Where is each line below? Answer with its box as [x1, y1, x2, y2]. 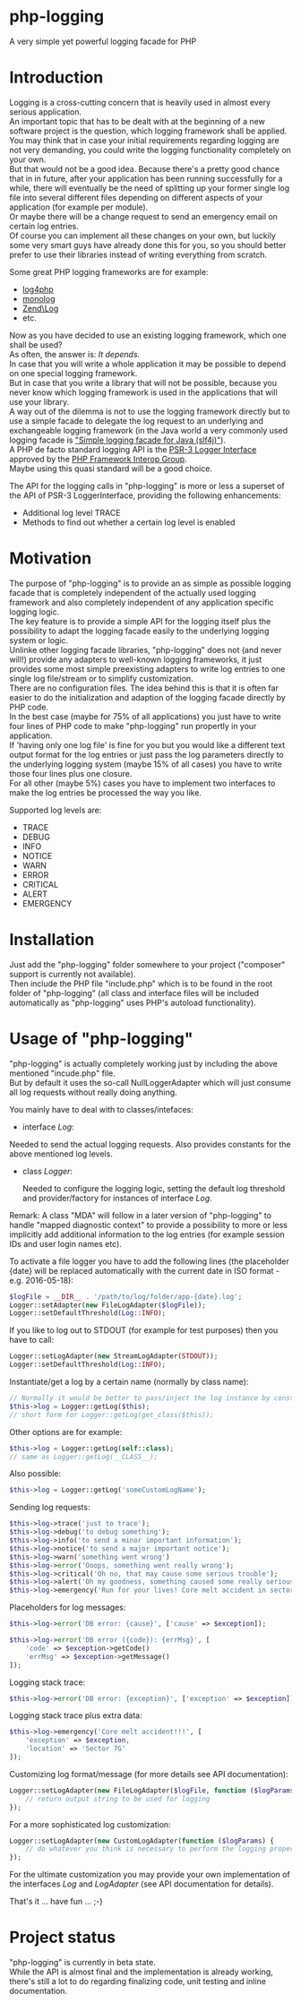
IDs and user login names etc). [9, 1238, 123, 1249]
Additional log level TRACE [21, 507, 121, 518]
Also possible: [9, 1468, 62, 1479]
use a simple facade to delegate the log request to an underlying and [9, 415, 264, 426]
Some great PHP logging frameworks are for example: [9, 266, 209, 277]
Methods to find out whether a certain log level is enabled [21, 517, 236, 528]
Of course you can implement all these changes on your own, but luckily [9, 230, 276, 241]
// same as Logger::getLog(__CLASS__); [9, 1452, 159, 1461]
